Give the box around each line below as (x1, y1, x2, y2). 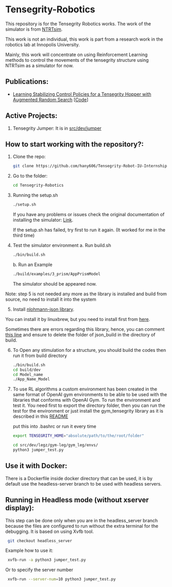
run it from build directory (12, 352, 67, 359)
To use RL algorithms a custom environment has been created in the (12, 386, 158, 392)
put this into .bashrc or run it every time (12, 423, 97, 430)
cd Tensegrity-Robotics (12, 183, 64, 188)
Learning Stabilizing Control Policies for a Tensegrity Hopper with (12, 91, 151, 97)
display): (5, 504, 34, 512)
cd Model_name (12, 372, 43, 377)
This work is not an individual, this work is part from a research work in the (5, 36, 163, 42)
